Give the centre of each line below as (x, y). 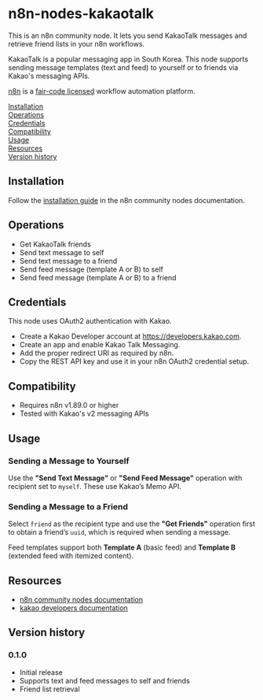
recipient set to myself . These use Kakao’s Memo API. (95, 486)
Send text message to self (62, 252)
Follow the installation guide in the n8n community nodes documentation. (127, 200)
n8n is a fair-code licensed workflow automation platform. (102, 91)
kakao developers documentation (73, 608)
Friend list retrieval (49, 689)
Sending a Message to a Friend (68, 506)
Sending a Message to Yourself (69, 461)
